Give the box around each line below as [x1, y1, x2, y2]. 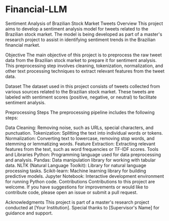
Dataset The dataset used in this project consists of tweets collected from [5, 83, 160, 89]
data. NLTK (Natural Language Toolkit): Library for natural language [5, 162, 147, 168]
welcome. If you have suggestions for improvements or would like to [5, 184, 149, 190]
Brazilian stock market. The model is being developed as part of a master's [5, 31, 162, 37]
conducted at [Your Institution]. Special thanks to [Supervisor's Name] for [5, 204, 160, 210]
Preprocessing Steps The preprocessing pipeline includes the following [5, 109, 155, 115]
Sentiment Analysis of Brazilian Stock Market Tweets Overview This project [5, 20, 163, 26]
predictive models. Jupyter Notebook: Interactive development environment [5, 173, 164, 179]
